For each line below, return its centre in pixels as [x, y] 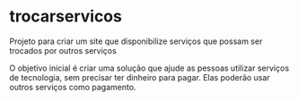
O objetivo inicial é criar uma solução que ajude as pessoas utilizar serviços [149, 68]
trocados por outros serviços [63, 50]
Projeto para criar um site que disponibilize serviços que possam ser [136, 41]
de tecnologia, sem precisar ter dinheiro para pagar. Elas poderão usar [140, 77]
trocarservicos [66, 17]
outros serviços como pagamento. [73, 87]
